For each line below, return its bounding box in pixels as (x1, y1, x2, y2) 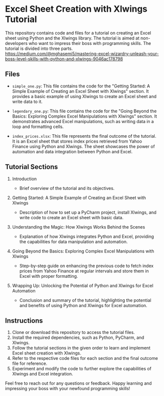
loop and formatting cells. (12, 124, 64, 129)
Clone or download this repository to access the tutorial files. (12, 330, 135, 335)
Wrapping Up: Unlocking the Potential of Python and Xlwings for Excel (12, 282, 154, 289)
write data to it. (12, 99, 43, 104)
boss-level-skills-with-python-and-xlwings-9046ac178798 (5, 56, 123, 62)
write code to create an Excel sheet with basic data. (19, 214, 123, 220)
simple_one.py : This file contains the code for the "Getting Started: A (12, 83, 150, 89)
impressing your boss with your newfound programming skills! (5, 386, 130, 392)
